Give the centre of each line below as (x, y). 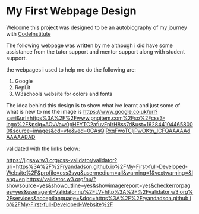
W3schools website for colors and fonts (64, 94)
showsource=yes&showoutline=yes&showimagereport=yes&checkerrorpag (98, 185)
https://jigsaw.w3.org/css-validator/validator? (62, 160)
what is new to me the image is (44, 111)
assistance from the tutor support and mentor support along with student (96, 51)
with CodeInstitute (29, 33)
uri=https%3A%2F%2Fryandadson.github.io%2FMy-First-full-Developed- (97, 166)
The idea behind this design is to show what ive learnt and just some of (93, 105)
